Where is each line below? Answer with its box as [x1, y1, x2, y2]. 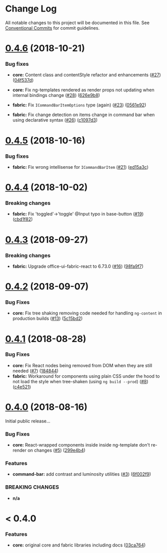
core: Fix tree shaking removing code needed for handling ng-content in [12, 310, 162, 316]
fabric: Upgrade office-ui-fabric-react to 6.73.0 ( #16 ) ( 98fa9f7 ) [12, 263, 144, 269]
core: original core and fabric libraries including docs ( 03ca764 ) [12, 542, 146, 548]
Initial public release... [5, 418, 51, 424]
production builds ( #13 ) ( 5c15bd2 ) [12, 315, 83, 321]
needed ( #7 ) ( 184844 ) [12, 368, 59, 374]
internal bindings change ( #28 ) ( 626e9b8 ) [12, 92, 100, 98]
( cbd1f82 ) [12, 216, 33, 223]
